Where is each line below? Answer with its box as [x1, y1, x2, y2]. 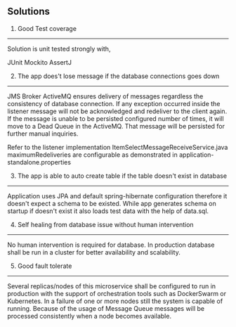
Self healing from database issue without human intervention [17, 220, 195, 229]
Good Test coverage [17, 24, 77, 32]
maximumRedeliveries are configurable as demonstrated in [7, 150, 178, 159]
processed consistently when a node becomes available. [7, 312, 172, 320]
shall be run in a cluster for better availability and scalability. [7, 248, 181, 256]
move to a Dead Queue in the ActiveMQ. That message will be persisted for [7, 122, 225, 130]
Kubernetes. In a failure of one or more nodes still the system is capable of [7, 297, 223, 305]
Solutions [7, 6, 51, 18]
